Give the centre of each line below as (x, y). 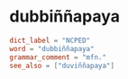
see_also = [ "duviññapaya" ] (62, 66)
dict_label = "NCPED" (50, 40)
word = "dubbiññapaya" (52, 48)
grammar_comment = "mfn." (58, 57)
